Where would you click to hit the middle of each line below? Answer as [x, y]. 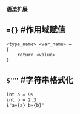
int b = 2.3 [21, 100]
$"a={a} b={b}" [25, 105]
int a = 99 [20, 95]
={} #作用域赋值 [36, 30]
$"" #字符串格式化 [40, 80]
